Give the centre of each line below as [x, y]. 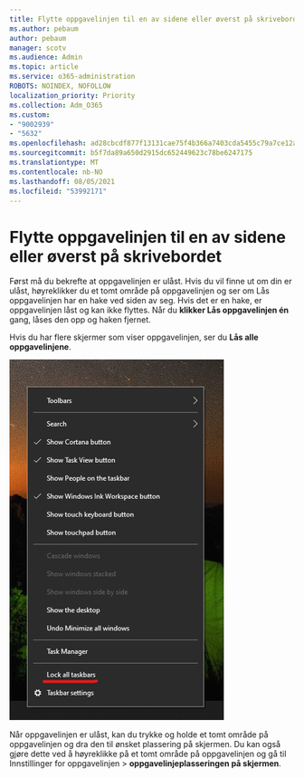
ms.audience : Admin [46, 58]
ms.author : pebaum [44, 29]
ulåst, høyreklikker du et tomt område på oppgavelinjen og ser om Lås [139, 291]
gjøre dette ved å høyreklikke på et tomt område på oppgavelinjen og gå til [148, 754]
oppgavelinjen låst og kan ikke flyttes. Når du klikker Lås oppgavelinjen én [149, 310]
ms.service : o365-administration [72, 77]
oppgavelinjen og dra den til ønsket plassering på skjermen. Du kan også [145, 744]
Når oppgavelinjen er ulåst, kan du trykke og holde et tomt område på [139, 735]
